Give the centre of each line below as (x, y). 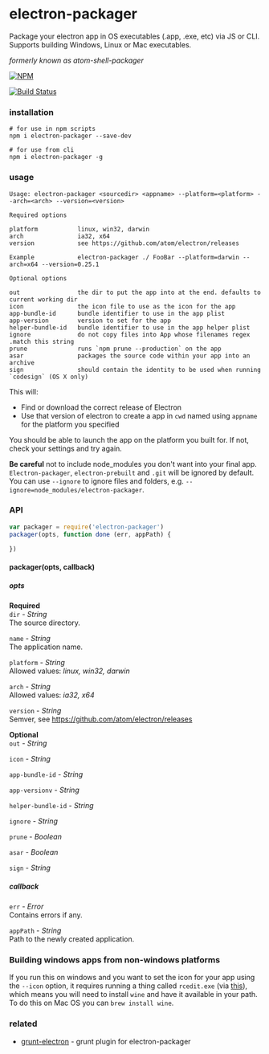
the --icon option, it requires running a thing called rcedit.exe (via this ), (128, 986)
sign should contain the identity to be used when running (135, 370)
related (23, 1023)
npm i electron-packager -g (56, 157)
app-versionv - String (44, 790)
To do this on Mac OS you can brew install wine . (92, 1003)
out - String (28, 743)
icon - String (30, 759)
